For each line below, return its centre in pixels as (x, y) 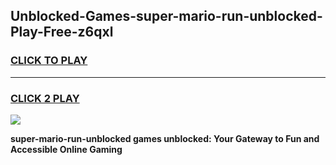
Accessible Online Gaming (66, 149)
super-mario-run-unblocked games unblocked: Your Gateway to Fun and (165, 138)
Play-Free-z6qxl (62, 32)
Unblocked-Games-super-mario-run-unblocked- (166, 16)
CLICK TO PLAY (49, 61)
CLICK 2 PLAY (45, 98)
